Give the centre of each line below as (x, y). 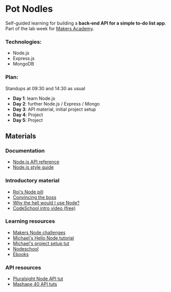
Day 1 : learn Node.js (34, 98)
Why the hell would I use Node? (46, 202)
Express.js (24, 58)
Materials (21, 136)
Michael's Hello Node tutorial (43, 238)
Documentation (25, 151)
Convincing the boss (34, 197)
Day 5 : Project (28, 120)
